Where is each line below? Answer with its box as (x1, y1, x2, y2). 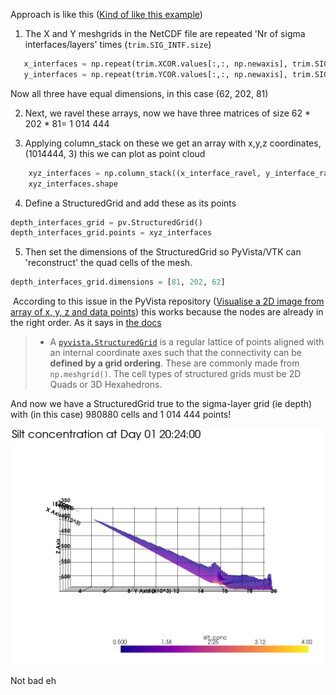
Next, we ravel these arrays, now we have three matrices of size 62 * (24, 107, 311, 119)
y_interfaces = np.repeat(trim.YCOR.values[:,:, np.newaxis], (23, 69, 288, 79)
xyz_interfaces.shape (28, 179, 118, 189)
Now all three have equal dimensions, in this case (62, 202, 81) (10, 87, 269, 99)
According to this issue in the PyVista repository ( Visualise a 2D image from (12, 295, 325, 308)
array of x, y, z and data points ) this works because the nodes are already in (10, 306, 324, 318)
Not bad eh (10, 675, 57, 687)
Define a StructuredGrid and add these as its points (24, 197, 237, 209)
